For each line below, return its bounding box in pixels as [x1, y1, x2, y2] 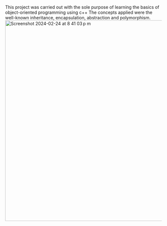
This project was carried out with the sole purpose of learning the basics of [5, 4, 160, 10]
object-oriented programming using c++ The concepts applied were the [5, 9, 153, 15]
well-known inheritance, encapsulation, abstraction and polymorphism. [5, 15, 151, 20]
